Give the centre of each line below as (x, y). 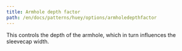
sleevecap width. (28, 41)
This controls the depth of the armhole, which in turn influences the (91, 35)
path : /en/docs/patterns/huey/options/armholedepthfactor (82, 18)
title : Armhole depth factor (43, 12)
